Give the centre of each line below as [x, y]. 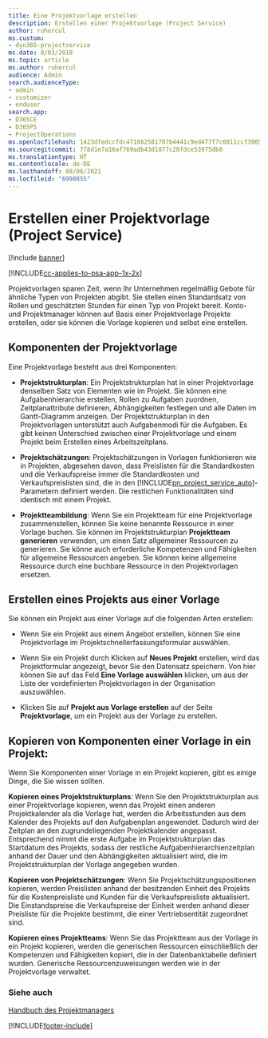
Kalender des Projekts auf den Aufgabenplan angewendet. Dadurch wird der [134, 822]
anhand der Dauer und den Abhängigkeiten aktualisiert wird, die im [118, 856]
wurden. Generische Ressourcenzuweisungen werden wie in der [114, 964]
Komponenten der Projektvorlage [93, 348]
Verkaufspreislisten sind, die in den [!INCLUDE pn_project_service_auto [136, 482]
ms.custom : [26, 38]
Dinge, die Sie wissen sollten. [57, 781]
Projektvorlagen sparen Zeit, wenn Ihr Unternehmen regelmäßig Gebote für [132, 288]
